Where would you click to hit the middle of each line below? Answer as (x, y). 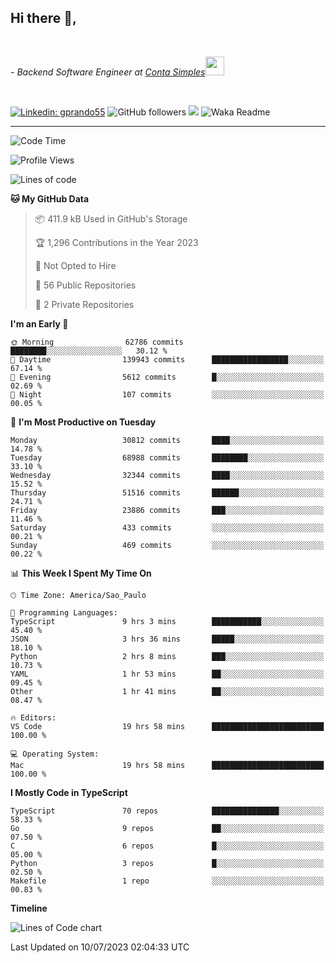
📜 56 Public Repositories (85, 285)
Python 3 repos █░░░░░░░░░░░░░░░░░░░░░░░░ (167, 863)
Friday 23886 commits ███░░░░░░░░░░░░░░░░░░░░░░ (167, 510)
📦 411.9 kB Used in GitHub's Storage (111, 218)
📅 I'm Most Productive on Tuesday (83, 422)
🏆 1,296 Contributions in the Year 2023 (116, 242)
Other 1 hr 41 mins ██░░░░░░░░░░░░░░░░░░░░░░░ (167, 691)
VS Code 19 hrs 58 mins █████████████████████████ (167, 726)
